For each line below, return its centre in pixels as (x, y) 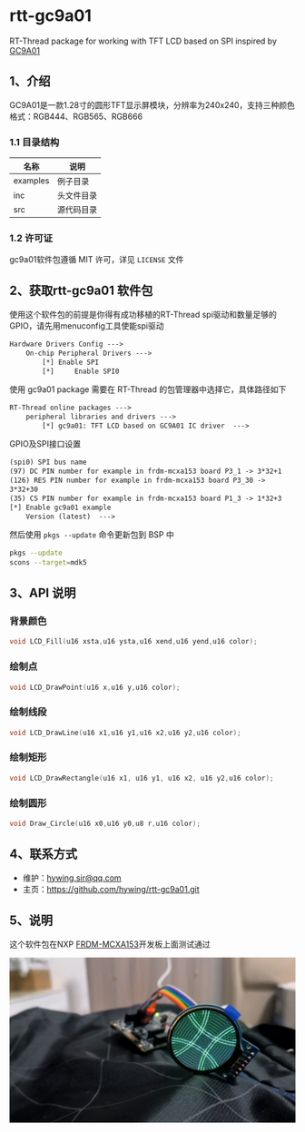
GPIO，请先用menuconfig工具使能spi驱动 (87, 325)
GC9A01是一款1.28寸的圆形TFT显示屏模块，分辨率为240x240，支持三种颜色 (152, 104)
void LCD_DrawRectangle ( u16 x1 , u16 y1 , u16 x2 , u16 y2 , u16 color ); (142, 778)
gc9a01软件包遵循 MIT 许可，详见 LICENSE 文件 (97, 260)
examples (31, 181)
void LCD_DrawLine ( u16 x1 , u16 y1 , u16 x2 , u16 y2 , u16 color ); (126, 733)
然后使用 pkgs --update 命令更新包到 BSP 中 (92, 534)
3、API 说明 (43, 593)
